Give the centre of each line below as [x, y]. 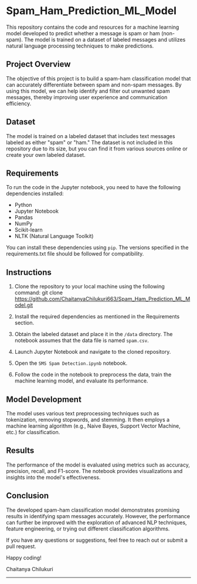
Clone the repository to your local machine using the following [90, 287]
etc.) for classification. [33, 432]
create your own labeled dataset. [46, 155]
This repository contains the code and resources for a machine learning [93, 27]
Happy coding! [24, 558]
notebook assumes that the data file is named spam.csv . [81, 340]
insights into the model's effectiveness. [53, 477]
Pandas [24, 217]
